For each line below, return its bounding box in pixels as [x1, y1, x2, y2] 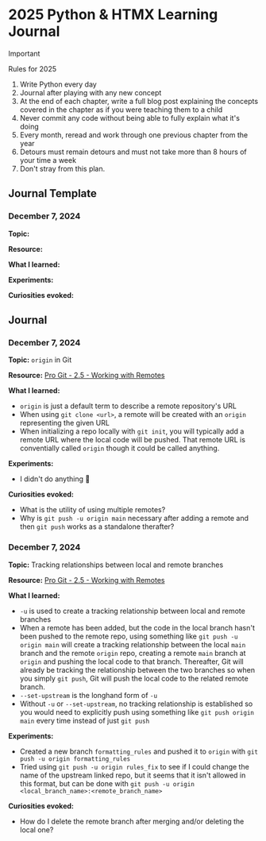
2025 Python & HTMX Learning [8, 6, 218, 24]
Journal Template [8, 187, 98, 200]
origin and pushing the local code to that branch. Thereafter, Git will [19, 657, 244, 666]
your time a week [19, 155, 77, 164]
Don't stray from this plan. [19, 164, 106, 173]
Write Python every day [19, 79, 97, 89]
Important [8, 48, 40, 58]
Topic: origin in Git [8, 355, 72, 365]
